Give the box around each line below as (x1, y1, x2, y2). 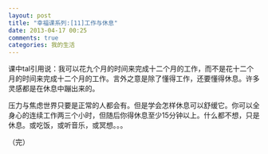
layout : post (8, 11, 52, 20)
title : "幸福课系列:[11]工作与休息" (8, 19, 118, 27)
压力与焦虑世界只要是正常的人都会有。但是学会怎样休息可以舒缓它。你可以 (8, 101, 253, 110)
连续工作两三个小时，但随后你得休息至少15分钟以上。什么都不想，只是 (29, 110, 260, 120)
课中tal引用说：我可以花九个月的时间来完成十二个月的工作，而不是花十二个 (8, 64, 254, 74)
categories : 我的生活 (8, 41, 76, 49)
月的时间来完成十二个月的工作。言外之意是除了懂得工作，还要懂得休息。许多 (8, 74, 260, 83)
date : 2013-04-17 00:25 (8, 26, 88, 34)
